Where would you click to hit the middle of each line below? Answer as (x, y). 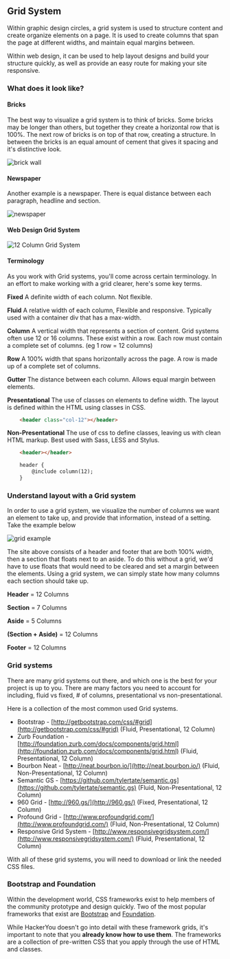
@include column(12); (63, 472)
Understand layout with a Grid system (71, 496)
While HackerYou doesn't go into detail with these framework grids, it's (108, 927)
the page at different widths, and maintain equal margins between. (101, 42)
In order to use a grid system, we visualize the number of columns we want (113, 511)
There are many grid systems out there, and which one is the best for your (112, 681)
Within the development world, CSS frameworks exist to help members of (111, 899)
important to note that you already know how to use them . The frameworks (114, 934)
